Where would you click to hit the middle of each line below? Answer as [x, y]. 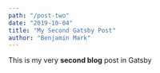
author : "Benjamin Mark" [50, 38]
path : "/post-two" [39, 15]
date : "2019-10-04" [41, 23]
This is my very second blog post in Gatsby [80, 60]
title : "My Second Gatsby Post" [62, 30]
